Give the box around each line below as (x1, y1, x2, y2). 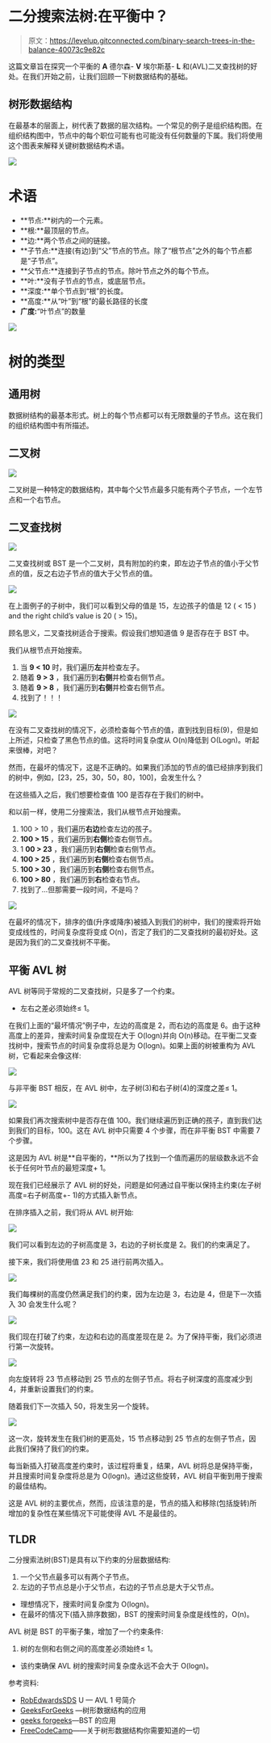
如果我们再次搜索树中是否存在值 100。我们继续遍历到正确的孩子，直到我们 (8, 1116, 256, 1126)
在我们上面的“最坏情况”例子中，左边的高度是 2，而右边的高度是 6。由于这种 (8, 1021, 261, 1030)
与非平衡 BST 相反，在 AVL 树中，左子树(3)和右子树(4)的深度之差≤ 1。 (8, 1084, 242, 1093)
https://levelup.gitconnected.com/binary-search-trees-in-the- (49, 36, 256, 45)
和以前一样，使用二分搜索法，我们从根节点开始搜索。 (8, 807, 186, 817)
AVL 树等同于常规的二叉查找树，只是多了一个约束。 (8, 987, 180, 996)
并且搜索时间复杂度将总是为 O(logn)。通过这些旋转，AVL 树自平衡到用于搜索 (8, 1471, 263, 1481)
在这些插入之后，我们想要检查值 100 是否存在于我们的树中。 (8, 789, 208, 800)
